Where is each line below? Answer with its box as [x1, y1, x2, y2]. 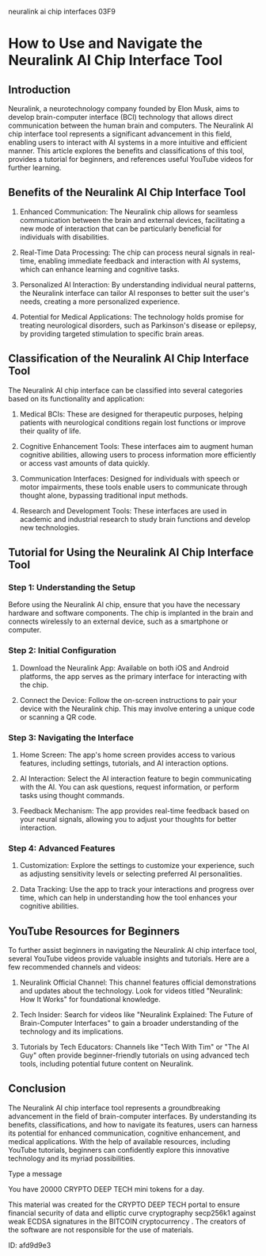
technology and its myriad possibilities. [8, 1154, 136, 1163]
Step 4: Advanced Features [8, 843, 116, 854]
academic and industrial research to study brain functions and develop [19, 514, 251, 524]
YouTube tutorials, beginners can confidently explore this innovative [8, 1145, 230, 1154]
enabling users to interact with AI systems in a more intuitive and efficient [8, 138, 248, 147]
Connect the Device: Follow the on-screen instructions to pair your [19, 695, 237, 705]
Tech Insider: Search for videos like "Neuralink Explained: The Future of [19, 1010, 253, 1020]
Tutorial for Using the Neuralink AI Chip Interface [8, 546, 254, 559]
